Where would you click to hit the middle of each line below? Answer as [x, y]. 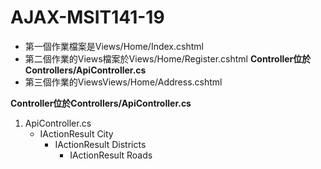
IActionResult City [76, 133]
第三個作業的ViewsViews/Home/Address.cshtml [123, 82]
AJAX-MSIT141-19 [87, 17]
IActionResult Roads [111, 155]
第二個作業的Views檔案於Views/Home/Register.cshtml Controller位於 [168, 58]
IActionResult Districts [100, 144]
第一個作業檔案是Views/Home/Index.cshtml [114, 46]
